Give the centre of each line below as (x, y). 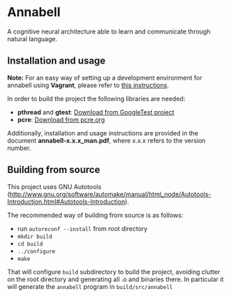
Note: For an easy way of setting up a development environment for (105, 77)
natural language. (32, 38)
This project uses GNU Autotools (54, 186)
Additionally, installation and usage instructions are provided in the (103, 133)
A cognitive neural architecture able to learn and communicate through (109, 31)
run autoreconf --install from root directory (82, 228)
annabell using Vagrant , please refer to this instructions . (88, 85)
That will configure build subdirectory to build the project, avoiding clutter (114, 271)
